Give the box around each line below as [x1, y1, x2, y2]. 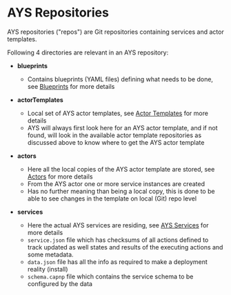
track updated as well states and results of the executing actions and [27, 243, 223, 251]
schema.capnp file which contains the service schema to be [27, 272, 194, 281]
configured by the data [27, 279, 93, 287]
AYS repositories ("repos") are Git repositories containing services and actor [7, 28, 224, 36]
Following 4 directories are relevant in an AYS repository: [7, 48, 169, 57]
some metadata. [27, 250, 74, 258]
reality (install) [27, 265, 68, 273]
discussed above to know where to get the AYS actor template [27, 138, 205, 146]
